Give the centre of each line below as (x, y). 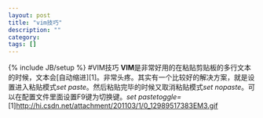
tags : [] (22, 45)
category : (24, 37)
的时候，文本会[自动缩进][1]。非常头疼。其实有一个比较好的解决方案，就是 (128, 77)
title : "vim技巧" (35, 23)
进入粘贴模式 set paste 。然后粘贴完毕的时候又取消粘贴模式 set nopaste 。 (131, 88)
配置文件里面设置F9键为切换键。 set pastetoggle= (102, 97)
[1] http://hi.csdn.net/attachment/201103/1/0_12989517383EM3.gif (113, 105)
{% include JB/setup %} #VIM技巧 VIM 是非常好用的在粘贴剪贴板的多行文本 (130, 68)
